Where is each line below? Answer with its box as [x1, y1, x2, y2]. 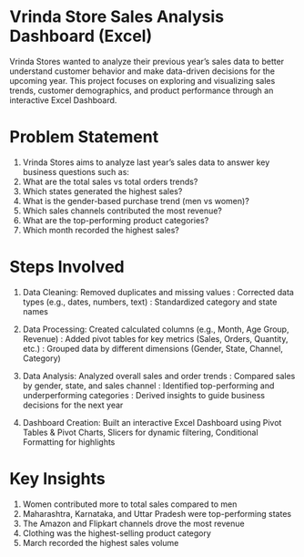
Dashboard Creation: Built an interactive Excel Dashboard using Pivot [22, 417, 282, 428]
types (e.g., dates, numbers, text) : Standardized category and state [22, 296, 278, 307]
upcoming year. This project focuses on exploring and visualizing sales [9, 75, 276, 86]
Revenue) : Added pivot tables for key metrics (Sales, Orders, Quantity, [22, 333, 289, 344]
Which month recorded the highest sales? [22, 224, 179, 235]
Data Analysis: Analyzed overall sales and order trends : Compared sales [22, 370, 296, 381]
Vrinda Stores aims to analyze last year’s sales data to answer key [22, 157, 270, 168]
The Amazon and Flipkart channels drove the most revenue [22, 518, 245, 529]
